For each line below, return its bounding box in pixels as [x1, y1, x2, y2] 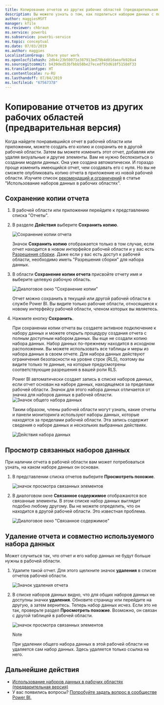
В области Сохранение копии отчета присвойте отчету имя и [12, 271, 143, 277]
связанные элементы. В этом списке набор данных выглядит [12, 498, 141, 504]
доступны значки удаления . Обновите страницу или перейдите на [12, 597, 152, 602]
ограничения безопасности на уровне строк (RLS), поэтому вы [12, 356, 144, 362]
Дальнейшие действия [5, 666, 80, 674]
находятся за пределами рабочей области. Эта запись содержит [12, 417, 149, 423]
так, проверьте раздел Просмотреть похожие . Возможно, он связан [12, 607, 157, 613]
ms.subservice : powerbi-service [5, 35, 71, 40]
